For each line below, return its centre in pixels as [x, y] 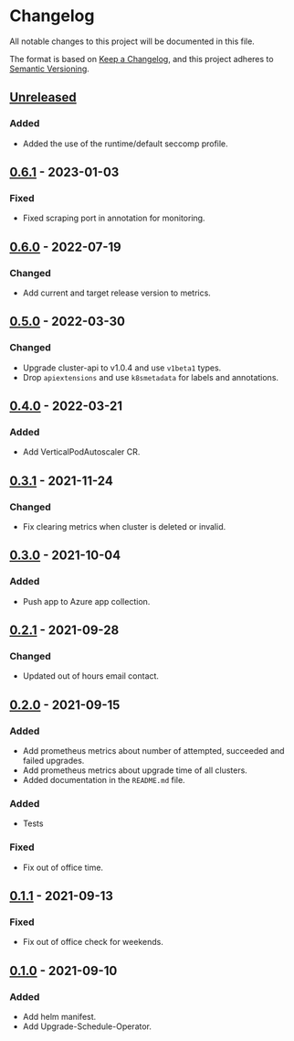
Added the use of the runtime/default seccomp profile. [125, 144]
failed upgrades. [53, 761]
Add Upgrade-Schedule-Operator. [87, 1026]
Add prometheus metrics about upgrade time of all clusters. [135, 770]
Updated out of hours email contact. [91, 676]
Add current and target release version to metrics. [117, 293]
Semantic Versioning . [49, 69]
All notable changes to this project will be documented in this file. [132, 41]
